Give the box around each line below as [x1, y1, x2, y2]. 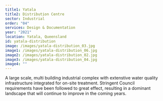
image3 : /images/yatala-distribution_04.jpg [5, 57, 97, 62]
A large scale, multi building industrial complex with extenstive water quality [5, 75, 158, 81]
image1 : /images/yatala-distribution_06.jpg [5, 48, 97, 53]
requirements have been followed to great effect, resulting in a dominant [5, 85, 151, 91]
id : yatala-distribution [5, 39, 56, 44]
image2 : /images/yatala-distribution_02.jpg [5, 52, 97, 58]
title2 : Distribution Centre [5, 12, 65, 17]
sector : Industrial [5, 16, 45, 21]
